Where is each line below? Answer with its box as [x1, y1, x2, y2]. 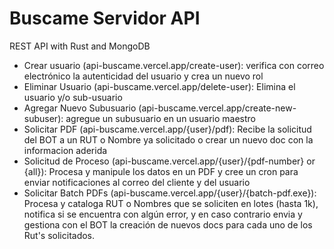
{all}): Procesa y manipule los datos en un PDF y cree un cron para [23, 165, 299, 177]
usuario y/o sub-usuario [23, 91, 123, 103]
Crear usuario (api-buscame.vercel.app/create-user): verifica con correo [23, 59, 325, 71]
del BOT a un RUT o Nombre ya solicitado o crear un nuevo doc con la [23, 133, 314, 146]
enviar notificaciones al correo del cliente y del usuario [23, 176, 251, 188]
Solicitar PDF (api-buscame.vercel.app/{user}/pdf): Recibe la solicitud [23, 123, 312, 135]
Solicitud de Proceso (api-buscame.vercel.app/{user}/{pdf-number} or [23, 155, 316, 167]
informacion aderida [23, 144, 108, 156]
